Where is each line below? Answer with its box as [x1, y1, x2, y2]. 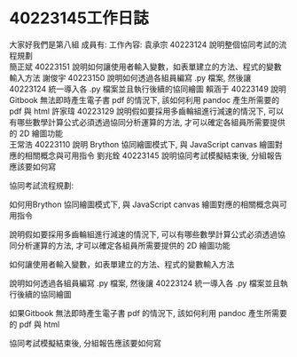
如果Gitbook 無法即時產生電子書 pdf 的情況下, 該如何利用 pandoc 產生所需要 [9, 307, 288, 318]
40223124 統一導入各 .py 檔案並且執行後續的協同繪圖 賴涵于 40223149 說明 [9, 83, 286, 94]
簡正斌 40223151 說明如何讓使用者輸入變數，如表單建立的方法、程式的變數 [9, 61, 282, 72]
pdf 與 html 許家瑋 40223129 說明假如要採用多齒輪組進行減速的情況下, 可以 [9, 106, 285, 116]
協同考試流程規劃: [9, 179, 74, 191]
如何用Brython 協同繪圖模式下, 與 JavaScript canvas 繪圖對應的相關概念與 [9, 199, 280, 210]
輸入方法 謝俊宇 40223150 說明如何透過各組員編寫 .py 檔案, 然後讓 [9, 72, 252, 83]
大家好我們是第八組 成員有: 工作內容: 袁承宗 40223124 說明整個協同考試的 [9, 39, 279, 50]
